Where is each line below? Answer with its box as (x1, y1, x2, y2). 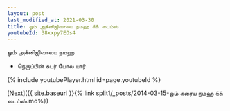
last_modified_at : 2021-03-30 (7, 17, 95, 23)
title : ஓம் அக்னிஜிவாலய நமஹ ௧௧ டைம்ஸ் (7, 23, 119, 30)
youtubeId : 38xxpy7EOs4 (7, 29, 76, 37)
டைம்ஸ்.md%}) (7, 97, 49, 105)
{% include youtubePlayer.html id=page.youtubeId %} (7, 76, 161, 84)
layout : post (7, 10, 45, 17)
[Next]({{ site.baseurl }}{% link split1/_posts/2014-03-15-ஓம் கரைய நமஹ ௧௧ (7, 89, 223, 97)
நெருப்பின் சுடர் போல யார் (17, 62, 87, 70)
